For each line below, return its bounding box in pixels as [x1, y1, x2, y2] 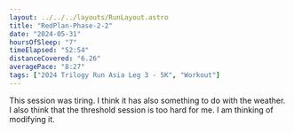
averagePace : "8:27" [9, 63, 86, 72]
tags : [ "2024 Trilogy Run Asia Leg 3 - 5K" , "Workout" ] [9, 71, 220, 80]
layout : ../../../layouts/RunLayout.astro [9, 12, 169, 22]
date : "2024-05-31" [9, 29, 82, 38]
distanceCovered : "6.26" [9, 54, 101, 63]
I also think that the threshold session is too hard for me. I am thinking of [9, 104, 274, 115]
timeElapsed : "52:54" [9, 46, 90, 55]
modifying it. [9, 113, 55, 124]
